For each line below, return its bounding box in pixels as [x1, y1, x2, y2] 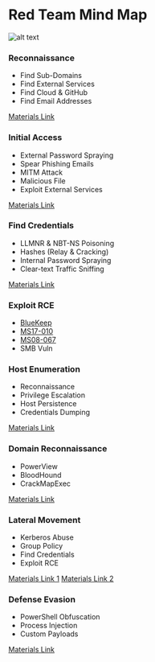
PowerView [19, 461, 58, 471]
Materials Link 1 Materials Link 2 [8, 574, 114, 584]
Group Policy [19, 541, 63, 551]
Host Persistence [19, 399, 78, 409]
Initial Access [8, 132, 63, 143]
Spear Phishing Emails [19, 158, 94, 168]
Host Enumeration [8, 364, 80, 375]
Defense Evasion [8, 594, 76, 605]
